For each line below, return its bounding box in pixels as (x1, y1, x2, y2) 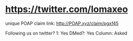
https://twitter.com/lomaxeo (5, 4, 128, 15)
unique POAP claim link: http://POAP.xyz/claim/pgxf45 (5, 20, 119, 26)
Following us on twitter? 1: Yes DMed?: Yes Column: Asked (5, 30, 128, 36)
